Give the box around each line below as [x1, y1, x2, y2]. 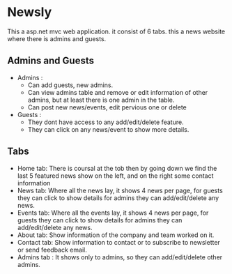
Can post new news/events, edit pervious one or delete [27, 102, 187, 112]
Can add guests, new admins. [27, 81, 114, 89]
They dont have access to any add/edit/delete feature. [27, 118, 184, 126]
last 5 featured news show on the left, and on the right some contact [17, 172, 214, 180]
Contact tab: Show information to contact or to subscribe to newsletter [17, 238, 221, 246]
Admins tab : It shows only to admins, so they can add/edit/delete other [17, 252, 223, 261]
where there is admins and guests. [7, 34, 107, 43]
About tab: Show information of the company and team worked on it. [17, 231, 215, 239]
